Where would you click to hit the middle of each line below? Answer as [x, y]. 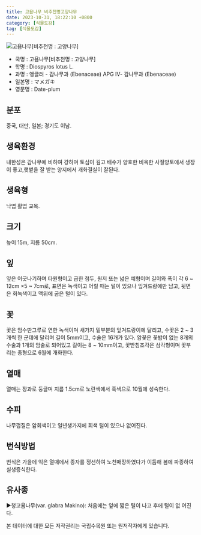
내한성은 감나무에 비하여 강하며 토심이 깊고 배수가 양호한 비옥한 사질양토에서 [95, 162]
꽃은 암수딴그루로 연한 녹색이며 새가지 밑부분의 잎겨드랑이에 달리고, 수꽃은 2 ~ [97, 330]
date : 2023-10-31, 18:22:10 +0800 [49, 17]
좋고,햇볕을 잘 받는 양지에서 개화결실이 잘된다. [66, 170]
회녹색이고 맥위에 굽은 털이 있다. [50, 294]
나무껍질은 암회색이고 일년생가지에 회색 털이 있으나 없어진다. [77, 425]
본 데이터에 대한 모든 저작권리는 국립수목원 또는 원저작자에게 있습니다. [88, 526]
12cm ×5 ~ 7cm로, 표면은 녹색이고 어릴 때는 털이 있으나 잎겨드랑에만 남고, [93, 286]
